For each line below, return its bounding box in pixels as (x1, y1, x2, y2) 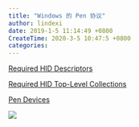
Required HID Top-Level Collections (8, 80, 127, 89)
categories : (8, 42, 48, 50)
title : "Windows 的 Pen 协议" (8, 11, 106, 20)
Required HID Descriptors (8, 63, 93, 73)
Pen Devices (8, 95, 51, 104)
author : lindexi (8, 19, 63, 27)
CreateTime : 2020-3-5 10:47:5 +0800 (8, 34, 131, 43)
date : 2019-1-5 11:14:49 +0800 (8, 27, 113, 35)
